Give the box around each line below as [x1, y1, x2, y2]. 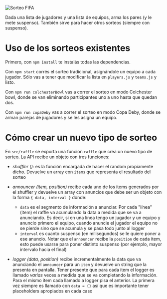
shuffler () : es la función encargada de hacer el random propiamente [12, 163, 154, 169]
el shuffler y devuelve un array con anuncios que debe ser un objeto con [12, 189, 162, 195]
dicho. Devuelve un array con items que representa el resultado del [12, 169, 151, 175]
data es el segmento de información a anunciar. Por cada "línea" [19, 204, 153, 210]
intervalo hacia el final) [19, 246, 67, 252]
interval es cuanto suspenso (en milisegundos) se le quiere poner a [19, 230, 161, 237]
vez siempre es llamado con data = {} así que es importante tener [12, 283, 149, 289]
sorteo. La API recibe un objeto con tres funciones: [5, 154, 110, 160]
